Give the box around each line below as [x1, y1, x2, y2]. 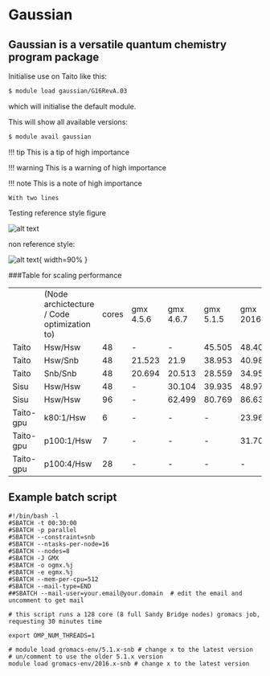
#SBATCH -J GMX [8, 554, 59, 562]
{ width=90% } [39, 255, 88, 264]
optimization [43, 318, 91, 330]
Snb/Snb [43, 367, 77, 379]
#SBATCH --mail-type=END [8, 582, 92, 590]
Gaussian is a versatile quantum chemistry [8, 38, 227, 51]
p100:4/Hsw [43, 458, 92, 469]
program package [8, 50, 100, 64]
